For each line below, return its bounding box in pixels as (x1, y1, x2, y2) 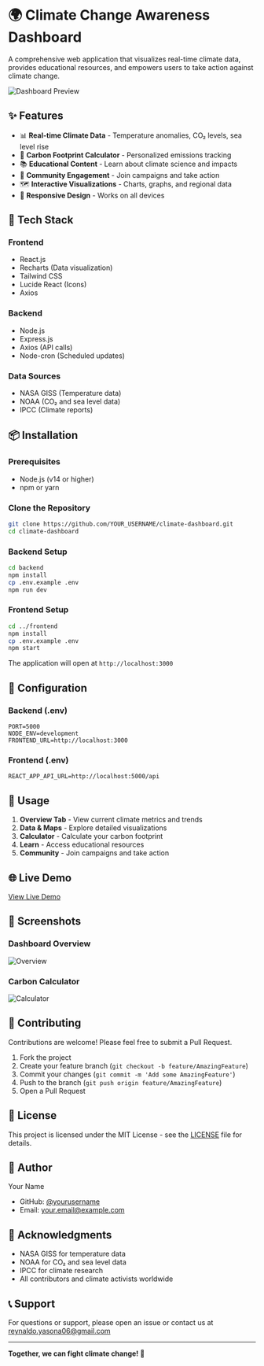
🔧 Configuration (8, 681, 88, 695)
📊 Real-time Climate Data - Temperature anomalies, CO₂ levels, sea (19, 131, 242, 140)
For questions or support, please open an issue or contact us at (8, 1318, 214, 1327)
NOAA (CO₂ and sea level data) (19, 397, 121, 406)
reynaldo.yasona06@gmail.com (8, 1327, 112, 1336)
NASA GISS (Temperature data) (19, 389, 122, 398)
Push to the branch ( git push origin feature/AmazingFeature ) (19, 1077, 222, 1087)
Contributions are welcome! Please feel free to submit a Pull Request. (8, 1037, 233, 1047)
